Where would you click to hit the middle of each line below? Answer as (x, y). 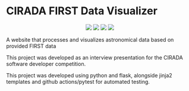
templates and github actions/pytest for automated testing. (78, 81)
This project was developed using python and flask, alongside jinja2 (89, 75)
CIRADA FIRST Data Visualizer (82, 11)
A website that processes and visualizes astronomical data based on (90, 39)
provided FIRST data (31, 46)
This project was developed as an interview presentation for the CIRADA (94, 57)
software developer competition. (46, 64)
